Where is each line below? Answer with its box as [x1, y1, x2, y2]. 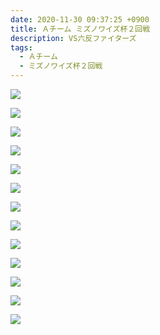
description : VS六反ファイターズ [10, 33, 137, 43]
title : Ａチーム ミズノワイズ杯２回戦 [10, 24, 151, 34]
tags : [10, 42, 33, 53]
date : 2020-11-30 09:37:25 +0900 [10, 14, 150, 25]
